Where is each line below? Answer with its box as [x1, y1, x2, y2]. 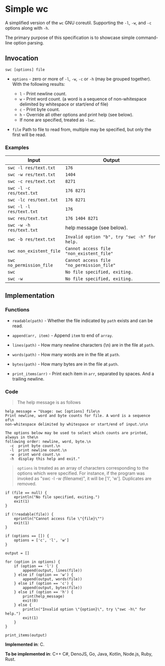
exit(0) [23, 598, 38, 603]
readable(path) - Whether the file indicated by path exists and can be [12, 317, 153, 324]
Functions [5, 306, 29, 313]
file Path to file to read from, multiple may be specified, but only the [12, 126, 151, 132]
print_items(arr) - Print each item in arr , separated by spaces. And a [12, 370, 155, 376]
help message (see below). [65, 224, 128, 231]
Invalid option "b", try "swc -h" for [65, 234, 156, 240]
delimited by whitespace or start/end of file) [19, 101, 109, 107]
